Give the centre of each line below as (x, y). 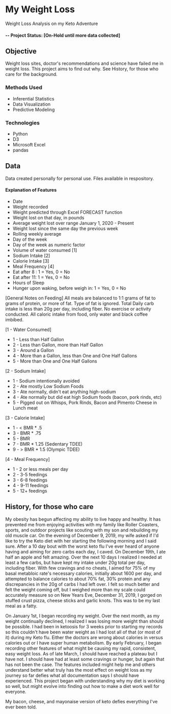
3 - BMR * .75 (27, 433)
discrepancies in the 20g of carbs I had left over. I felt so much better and (82, 584)
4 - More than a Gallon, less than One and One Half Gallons (75, 355)
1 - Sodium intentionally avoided (46, 380)
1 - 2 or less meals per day (40, 469)
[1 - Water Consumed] (28, 329)
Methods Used (24, 88)
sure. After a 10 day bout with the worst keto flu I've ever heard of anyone (82, 546)
